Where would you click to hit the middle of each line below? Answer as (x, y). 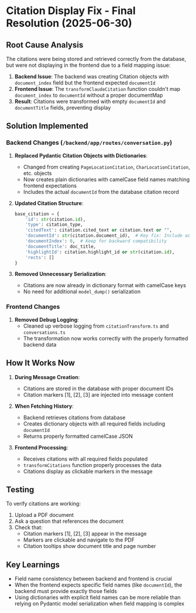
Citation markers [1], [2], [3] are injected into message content (98, 394)
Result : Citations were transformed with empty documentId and (90, 101)
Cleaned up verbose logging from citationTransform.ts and (96, 326)
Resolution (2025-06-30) (69, 23)
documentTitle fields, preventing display (63, 108)
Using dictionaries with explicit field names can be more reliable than (98, 597)
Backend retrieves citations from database (74, 417)
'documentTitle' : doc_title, (61, 246)
